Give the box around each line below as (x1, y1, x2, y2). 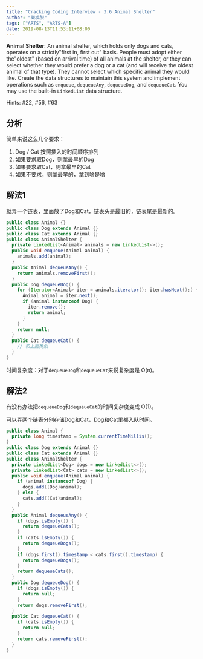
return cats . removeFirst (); (17, 636, 88, 642)
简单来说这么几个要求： (6, 136, 65, 143)
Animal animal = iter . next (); (22, 293, 98, 299)
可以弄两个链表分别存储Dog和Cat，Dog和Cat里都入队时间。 (6, 416, 155, 423)
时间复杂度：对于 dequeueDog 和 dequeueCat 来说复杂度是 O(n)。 (6, 366, 158, 373)
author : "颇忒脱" (6, 15, 47, 21)
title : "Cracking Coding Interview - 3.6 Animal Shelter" (6, 8, 155, 15)
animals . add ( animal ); (17, 254, 71, 260)
